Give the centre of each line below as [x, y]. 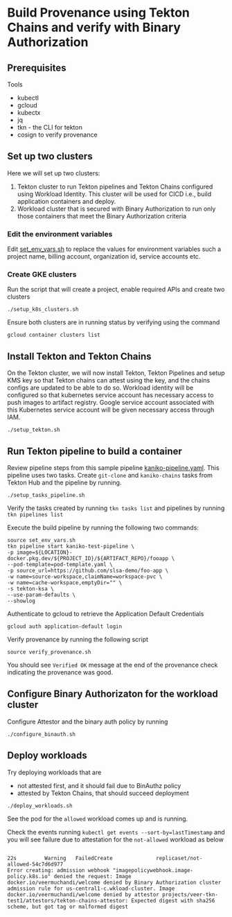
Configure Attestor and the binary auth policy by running [88, 722]
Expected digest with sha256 [173, 900]
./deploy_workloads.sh [40, 805]
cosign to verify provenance [57, 134]
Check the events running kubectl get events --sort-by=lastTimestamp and [116, 832]
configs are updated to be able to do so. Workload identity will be [100, 388]
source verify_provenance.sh [49, 652]
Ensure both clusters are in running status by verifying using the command [114, 322]
